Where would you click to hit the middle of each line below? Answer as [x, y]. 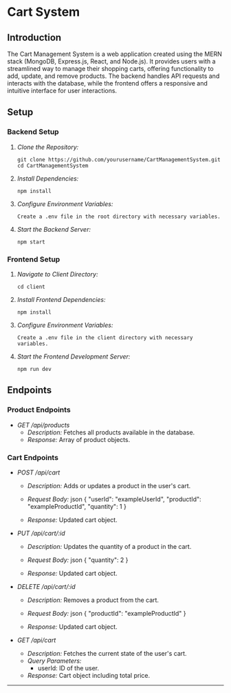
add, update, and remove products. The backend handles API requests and [113, 76]
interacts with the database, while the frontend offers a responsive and [108, 83]
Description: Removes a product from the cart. [93, 600]
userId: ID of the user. [68, 668]
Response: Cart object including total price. [88, 675]
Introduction [34, 38]
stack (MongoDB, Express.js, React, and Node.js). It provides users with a [111, 61]
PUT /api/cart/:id [41, 533]
